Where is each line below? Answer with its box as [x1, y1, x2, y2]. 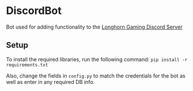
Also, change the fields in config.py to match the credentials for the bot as [6, 72, 186, 79]
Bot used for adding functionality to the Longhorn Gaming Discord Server [6, 23, 183, 30]
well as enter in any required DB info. [6, 78, 95, 85]
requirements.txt [6, 62, 49, 68]
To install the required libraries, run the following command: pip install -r [6, 55, 188, 62]
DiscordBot [6, 4, 62, 17]
